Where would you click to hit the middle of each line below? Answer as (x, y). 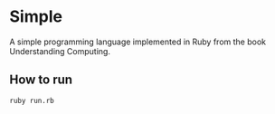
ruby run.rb (32, 100)
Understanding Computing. (60, 51)
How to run (41, 80)
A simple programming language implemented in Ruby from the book (138, 42)
